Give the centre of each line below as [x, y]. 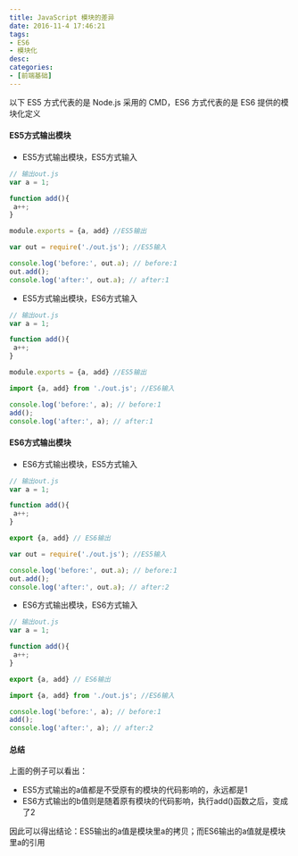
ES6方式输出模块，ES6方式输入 [80, 605]
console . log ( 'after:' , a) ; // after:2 [81, 728]
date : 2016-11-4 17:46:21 [57, 26]
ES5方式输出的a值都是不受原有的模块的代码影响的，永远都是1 [135, 790]
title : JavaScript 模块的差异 [62, 17]
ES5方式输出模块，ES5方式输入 [80, 156]
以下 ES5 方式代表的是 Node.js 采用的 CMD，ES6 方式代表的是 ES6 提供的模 [149, 102]
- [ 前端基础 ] [31, 76]
